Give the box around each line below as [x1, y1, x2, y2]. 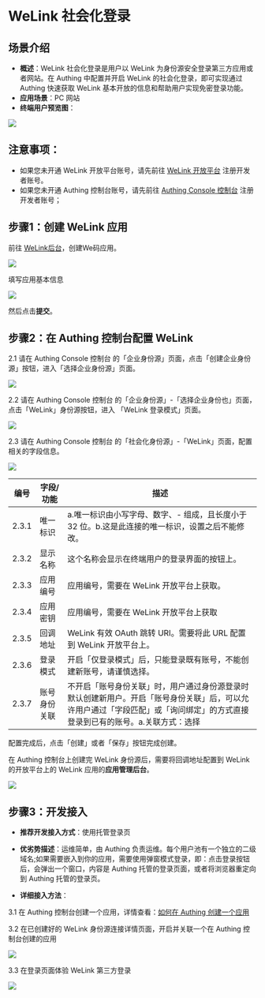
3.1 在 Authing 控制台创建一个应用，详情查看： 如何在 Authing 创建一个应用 [8, 907, 250, 917]
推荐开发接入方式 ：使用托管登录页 [19, 827, 131, 837]
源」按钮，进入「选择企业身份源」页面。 [8, 364, 140, 373]
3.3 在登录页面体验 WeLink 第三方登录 [8, 966, 132, 975]
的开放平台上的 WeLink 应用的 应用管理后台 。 [8, 765, 154, 775]
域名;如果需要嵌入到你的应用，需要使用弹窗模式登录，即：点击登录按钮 [19, 854, 251, 864]
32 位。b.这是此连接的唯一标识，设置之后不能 [66, 521, 237, 532]
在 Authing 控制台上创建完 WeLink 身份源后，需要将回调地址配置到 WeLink [8, 755, 250, 764]
